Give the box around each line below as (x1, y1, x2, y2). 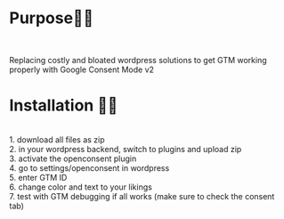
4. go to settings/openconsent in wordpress (9, 162, 170, 173)
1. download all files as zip (9, 134, 105, 145)
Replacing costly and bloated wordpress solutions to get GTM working (9, 54, 267, 65)
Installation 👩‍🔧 (9, 95, 118, 116)
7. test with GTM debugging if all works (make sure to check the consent (9, 191, 275, 201)
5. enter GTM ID (9, 172, 68, 182)
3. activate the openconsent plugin (9, 153, 137, 164)
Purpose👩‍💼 (9, 8, 94, 28)
